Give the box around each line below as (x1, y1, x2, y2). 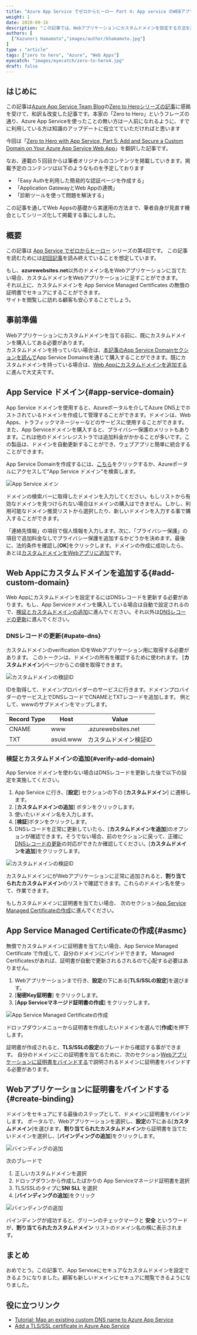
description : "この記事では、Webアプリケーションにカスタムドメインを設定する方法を (6, 25, 191, 31)
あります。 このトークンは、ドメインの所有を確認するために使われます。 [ (6, 654, 185, 661)
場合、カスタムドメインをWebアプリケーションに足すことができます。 (11, 274, 181, 281)
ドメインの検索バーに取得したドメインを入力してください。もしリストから (6, 492, 186, 499)
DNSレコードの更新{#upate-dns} (6, 632, 101, 640)
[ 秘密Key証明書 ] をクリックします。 (14, 991, 101, 998)
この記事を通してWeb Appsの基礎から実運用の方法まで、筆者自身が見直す (6, 204, 185, 211)
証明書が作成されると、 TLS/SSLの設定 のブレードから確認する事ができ (6, 1043, 176, 1050)
